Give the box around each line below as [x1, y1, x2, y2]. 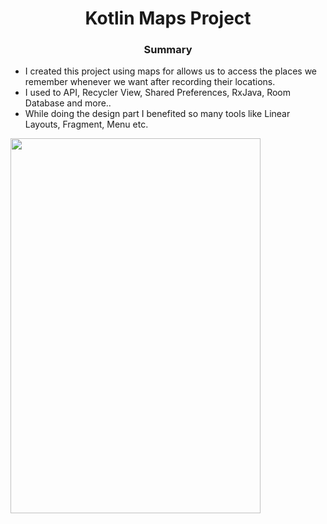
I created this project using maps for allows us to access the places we [24, 65, 318, 77]
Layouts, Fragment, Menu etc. [24, 118, 149, 131]
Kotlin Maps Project [84, 7, 252, 30]
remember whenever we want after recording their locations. [24, 76, 276, 88]
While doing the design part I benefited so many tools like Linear [24, 108, 291, 120]
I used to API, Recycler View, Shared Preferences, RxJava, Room [24, 87, 292, 99]
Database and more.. [24, 97, 112, 109]
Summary [143, 43, 193, 57]
